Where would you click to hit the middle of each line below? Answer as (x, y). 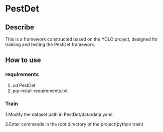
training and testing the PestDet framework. (50, 44)
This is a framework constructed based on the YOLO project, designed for (81, 39)
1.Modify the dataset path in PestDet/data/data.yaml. (59, 114)
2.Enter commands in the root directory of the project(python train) (74, 124)
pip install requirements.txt (40, 90)
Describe (20, 27)
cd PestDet (24, 85)
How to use (23, 60)
